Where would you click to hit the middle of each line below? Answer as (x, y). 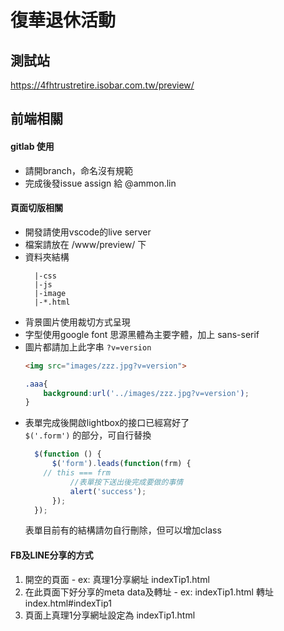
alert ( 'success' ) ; (108, 491)
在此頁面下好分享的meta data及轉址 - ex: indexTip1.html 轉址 (149, 592)
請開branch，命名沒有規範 (79, 170)
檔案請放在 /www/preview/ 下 (85, 244)
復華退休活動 (63, 20)
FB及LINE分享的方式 (52, 555)
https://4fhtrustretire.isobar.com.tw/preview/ (102, 85)
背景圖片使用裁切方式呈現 (77, 322)
